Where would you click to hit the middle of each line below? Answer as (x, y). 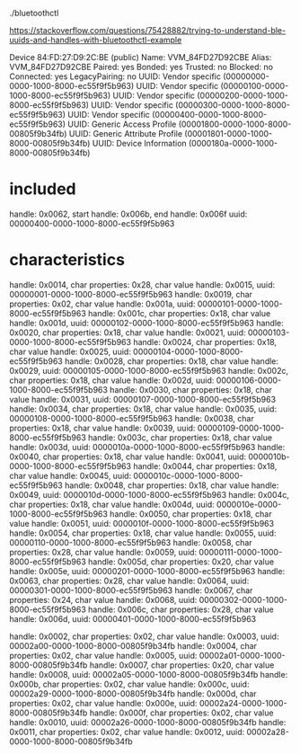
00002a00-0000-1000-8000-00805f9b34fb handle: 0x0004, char (133, 645)
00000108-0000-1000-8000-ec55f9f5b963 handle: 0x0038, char (132, 418)
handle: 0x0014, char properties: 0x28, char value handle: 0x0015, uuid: (142, 284)
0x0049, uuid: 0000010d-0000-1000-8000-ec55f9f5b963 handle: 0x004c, (150, 494)
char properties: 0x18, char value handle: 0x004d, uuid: (112, 504)
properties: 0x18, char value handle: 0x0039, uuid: (102, 428)
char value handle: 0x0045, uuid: (71, 475)
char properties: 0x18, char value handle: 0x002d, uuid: (112, 380)
